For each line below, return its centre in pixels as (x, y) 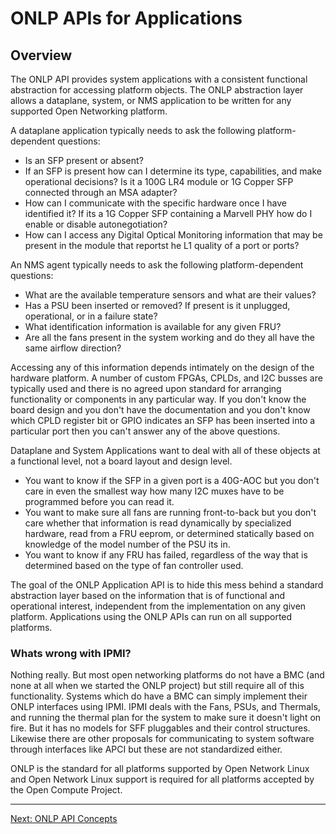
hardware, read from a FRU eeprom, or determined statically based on (169, 533)
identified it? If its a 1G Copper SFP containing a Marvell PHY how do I (168, 213)
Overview (41, 55)
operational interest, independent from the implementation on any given (158, 606)
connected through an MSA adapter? (101, 192)
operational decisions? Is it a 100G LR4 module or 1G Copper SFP (159, 181)
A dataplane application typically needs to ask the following (133, 130)
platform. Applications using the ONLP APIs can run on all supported (151, 616)
